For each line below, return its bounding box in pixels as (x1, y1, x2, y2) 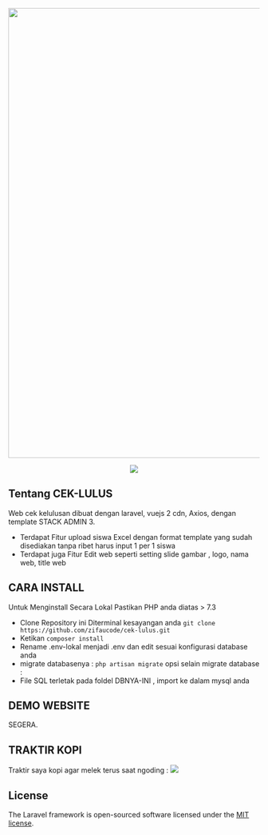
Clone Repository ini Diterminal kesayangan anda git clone (19, 617, 215, 627)
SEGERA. (8, 720, 38, 729)
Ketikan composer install (19, 633, 104, 643)
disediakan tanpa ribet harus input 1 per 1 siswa (19, 541, 175, 550)
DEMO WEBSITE (8, 699, 90, 713)
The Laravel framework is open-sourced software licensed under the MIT (8, 810, 250, 820)
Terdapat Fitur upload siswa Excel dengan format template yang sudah (19, 532, 253, 541)
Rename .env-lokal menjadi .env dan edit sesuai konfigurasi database (19, 641, 248, 651)
